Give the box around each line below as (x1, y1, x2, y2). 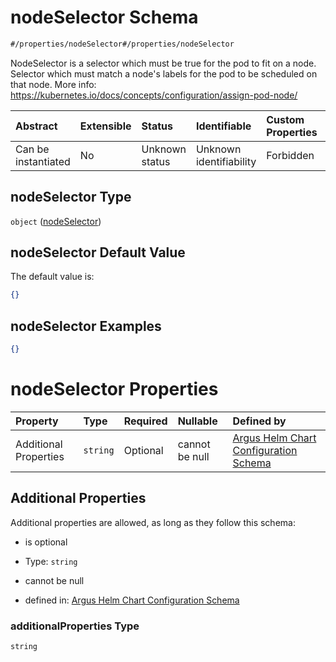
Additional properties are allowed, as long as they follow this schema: (10, 516, 296, 528)
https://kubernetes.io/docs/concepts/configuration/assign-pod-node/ (10, 89, 298, 101)
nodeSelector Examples (10, 317, 162, 335)
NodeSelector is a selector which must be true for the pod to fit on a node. (10, 57, 317, 69)
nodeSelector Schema (10, 6, 199, 29)
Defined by (232, 414, 287, 428)
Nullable (177, 414, 218, 428)
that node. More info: (10, 78, 97, 90)
